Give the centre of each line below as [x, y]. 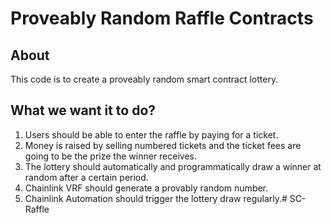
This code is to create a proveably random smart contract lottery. [144, 79]
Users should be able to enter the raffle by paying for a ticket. [151, 134]
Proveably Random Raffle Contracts [162, 18]
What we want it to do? [83, 110]
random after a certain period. [86, 177]
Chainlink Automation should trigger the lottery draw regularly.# [156, 198]
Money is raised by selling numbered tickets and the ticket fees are [163, 145]
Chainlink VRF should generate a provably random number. [146, 188]
